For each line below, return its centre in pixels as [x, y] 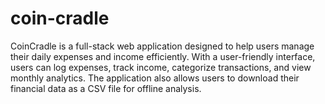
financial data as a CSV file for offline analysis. [106, 88]
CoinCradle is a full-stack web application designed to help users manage [162, 46]
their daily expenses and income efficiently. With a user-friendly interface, [163, 56]
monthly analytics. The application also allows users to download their [155, 78]
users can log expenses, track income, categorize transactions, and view [161, 67]
